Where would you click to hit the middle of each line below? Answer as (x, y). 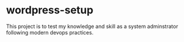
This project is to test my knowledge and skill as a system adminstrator (92, 26)
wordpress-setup (50, 10)
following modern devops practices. (50, 32)
